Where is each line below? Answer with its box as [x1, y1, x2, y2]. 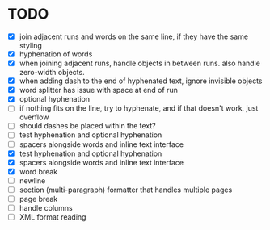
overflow [19, 112, 49, 122]
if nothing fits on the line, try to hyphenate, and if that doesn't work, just [19, 103, 259, 113]
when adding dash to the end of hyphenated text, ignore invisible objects [19, 76, 263, 86]
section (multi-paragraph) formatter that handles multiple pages [19, 185, 233, 194]
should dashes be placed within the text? [19, 121, 156, 131]
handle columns [19, 203, 74, 212]
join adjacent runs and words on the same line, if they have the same [19, 31, 248, 41]
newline [19, 175, 46, 186]
